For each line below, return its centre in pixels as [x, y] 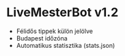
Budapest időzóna [42, 38]
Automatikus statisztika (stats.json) [66, 45]
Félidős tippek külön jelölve [55, 31]
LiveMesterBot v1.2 [62, 12]
